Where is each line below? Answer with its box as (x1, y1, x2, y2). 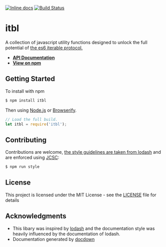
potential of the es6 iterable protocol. (5, 45, 83, 51)
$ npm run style (5, 164, 40, 169)
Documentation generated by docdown (12, 236, 95, 242)
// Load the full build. (5, 117, 58, 122)
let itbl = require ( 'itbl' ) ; (5, 122, 67, 127)
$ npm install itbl (5, 98, 47, 103)
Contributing (5, 135, 47, 144)
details (5, 197, 19, 203)
